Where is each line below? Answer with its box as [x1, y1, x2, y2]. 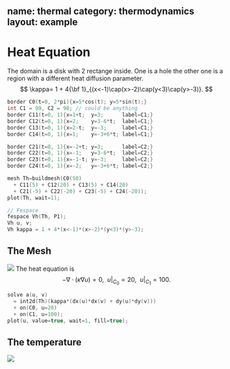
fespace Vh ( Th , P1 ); [7, 213, 67, 220]
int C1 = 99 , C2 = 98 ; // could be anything [7, 105, 138, 112]
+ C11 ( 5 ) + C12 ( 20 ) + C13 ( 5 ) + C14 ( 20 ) [13, 181, 129, 188]
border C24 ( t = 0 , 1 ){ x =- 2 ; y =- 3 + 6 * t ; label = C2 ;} [7, 163, 154, 170]
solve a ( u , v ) [7, 291, 48, 298]
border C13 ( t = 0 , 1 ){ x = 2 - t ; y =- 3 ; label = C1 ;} [7, 124, 154, 131]
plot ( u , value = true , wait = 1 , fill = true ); [7, 317, 129, 324]
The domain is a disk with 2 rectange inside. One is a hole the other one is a [7, 67, 224, 75]
